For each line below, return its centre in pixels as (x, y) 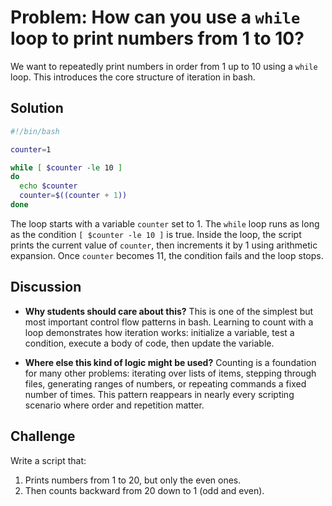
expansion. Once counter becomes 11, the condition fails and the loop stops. (167, 255)
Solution (37, 108)
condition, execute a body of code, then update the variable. (149, 343)
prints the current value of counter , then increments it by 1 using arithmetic (164, 245)
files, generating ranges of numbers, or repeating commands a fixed (165, 383)
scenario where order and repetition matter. (114, 405)
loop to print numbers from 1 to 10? (157, 38)
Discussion (46, 287)
